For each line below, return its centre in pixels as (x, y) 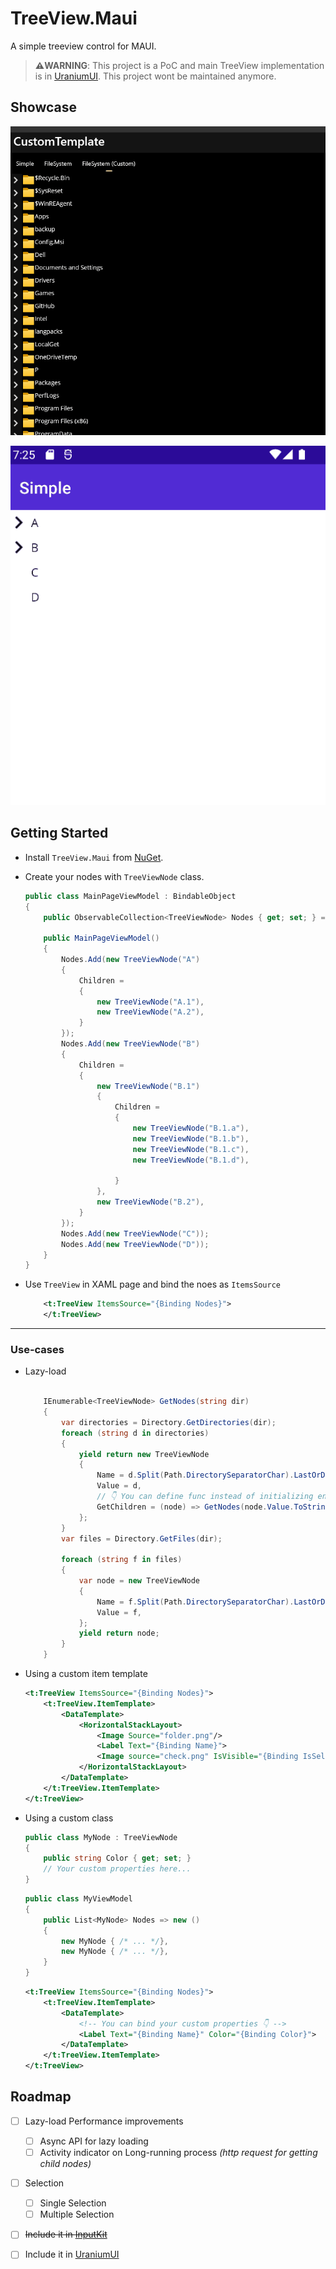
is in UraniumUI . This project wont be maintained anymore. (155, 76)
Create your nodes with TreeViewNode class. (114, 876)
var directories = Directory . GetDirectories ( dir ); (169, 1422)
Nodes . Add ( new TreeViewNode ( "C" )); (135, 1233)
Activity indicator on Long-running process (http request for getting (178, 2152)
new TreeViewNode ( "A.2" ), (150, 1012)
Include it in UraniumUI (72, 2254)
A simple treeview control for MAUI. (83, 46)
